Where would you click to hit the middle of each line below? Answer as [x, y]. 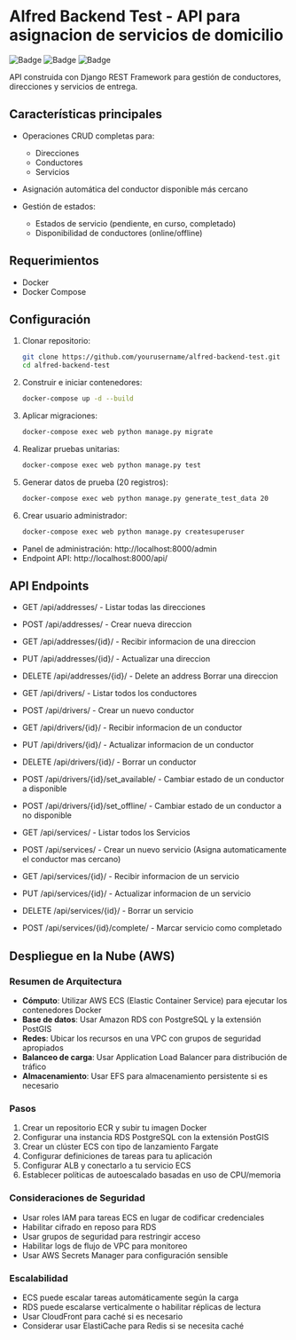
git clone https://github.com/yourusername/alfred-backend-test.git [151, 357]
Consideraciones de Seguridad [78, 1198]
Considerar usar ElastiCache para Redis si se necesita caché [133, 1326]
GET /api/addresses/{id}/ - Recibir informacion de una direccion [139, 642]
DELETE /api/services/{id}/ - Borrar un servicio [108, 911]
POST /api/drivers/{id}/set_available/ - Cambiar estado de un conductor [153, 780]
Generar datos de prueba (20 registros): [95, 482]
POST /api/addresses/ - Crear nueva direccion [107, 624]
